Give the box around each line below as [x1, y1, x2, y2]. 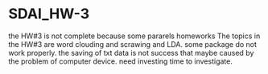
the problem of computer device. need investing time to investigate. [8, 56, 233, 66]
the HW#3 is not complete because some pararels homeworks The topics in [8, 31, 261, 41]
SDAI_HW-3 [8, 5, 90, 23]
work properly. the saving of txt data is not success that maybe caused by [8, 48, 254, 57]
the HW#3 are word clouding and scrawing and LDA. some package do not [8, 39, 258, 49]
